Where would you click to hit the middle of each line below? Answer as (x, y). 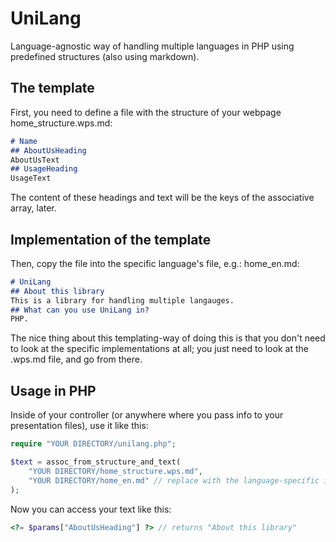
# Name (24, 141)
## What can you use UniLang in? (80, 310)
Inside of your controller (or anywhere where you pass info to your (147, 415)
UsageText (31, 178)
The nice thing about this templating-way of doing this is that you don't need (168, 338)
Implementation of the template (111, 239)
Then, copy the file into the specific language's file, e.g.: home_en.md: (155, 263)
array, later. (33, 208)
